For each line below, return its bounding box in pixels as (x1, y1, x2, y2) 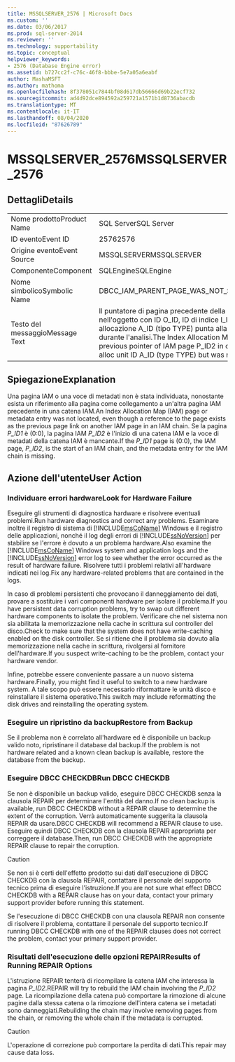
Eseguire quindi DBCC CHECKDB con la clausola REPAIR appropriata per (7, 826, 217, 835)
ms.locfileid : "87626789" (7, 121, 83, 128)
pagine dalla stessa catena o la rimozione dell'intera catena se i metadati (7, 998, 217, 1007)
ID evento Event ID (10, 234, 70, 244)
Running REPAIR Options (7, 960, 93, 970)
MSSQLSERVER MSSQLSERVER (99, 250, 201, 259)
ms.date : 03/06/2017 (7, 23, 68, 30)
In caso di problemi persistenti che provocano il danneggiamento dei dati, (7, 590, 219, 598)
